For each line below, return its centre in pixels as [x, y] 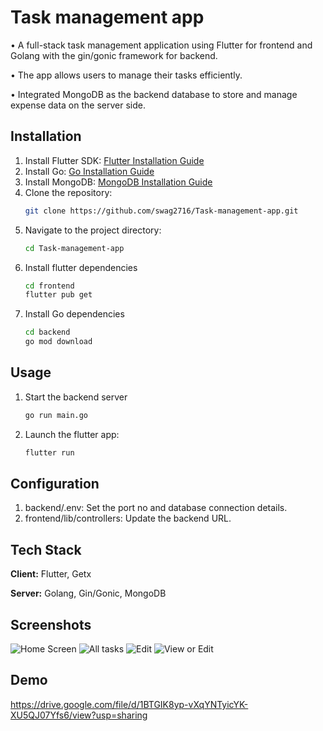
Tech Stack [46, 549]
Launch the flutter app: [72, 434]
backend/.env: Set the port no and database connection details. [156, 508]
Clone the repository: [68, 192]
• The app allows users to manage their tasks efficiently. [126, 75]
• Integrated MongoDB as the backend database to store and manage [154, 94]
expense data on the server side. [78, 105]
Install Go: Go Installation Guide [89, 171]
